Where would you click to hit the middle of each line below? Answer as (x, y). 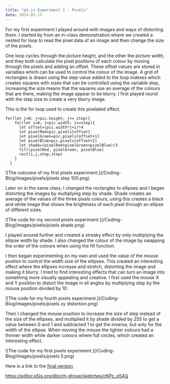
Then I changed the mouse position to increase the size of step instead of (83, 313)
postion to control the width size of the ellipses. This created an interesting (84, 261)
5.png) (68, 356)
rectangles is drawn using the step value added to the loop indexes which (83, 77)
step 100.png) (75, 178)
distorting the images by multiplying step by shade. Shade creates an (78, 193)
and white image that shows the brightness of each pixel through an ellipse (84, 204)
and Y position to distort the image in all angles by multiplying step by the (83, 283)
